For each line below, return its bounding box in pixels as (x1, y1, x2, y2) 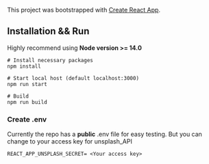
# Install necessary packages (7, 57, 94, 64)
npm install (7, 63, 41, 70)
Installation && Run (7, 25, 90, 37)
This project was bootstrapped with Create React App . (7, 6, 161, 14)
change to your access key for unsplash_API (7, 137, 132, 146)
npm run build (7, 98, 48, 105)
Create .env (7, 114, 47, 124)
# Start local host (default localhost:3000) (7, 74, 139, 81)
